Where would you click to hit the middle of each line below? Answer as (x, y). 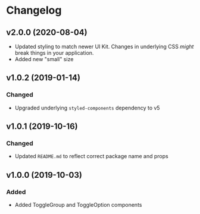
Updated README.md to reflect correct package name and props (91, 156)
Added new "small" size (44, 59)
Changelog (34, 10)
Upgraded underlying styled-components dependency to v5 (87, 108)
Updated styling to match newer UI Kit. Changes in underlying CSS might (104, 46)
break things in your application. (54, 53)
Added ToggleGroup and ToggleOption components (78, 205)
